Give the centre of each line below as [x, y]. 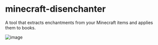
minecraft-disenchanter [55, 9]
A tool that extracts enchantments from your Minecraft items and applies [79, 22]
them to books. [21, 27]
